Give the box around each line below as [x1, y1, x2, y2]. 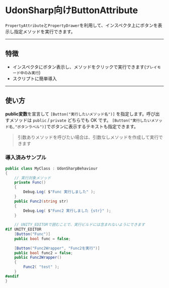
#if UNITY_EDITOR [5, 227, 42, 232]
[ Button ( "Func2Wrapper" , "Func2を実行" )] [14, 246, 100, 251]
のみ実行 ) [24, 69, 41, 76]
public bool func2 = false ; [14, 250, 73, 255]
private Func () [14, 180, 46, 185]
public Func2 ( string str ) [14, 199, 69, 204]
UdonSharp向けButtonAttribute [5, 5, 138, 16]
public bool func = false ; [14, 236, 71, 241]
